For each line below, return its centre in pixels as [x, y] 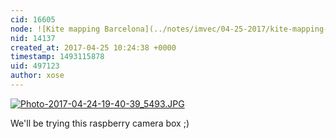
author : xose [37, 76]
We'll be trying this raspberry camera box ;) [100, 123]
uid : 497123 [35, 66]
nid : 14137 [33, 38]
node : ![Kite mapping [55, 29]
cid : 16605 [33, 19]
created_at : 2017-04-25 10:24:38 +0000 [93, 47]
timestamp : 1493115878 [57, 57]
